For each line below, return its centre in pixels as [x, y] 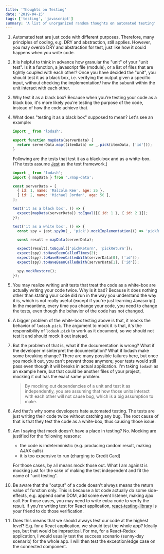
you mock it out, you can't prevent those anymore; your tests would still [84, 361]
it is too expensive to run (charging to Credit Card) [70, 456]
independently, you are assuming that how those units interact [87, 391]
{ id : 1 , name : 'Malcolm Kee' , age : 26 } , [61, 191]
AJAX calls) [31, 451]
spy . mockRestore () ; [37, 271]
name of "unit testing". [35, 475]
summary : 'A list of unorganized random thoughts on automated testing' [81, 23]
